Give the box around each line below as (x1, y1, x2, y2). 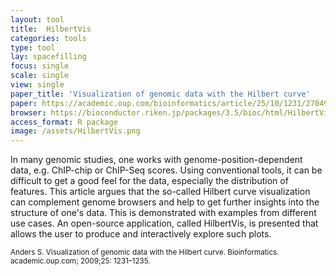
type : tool (10, 42, 56, 53)
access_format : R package (10, 117, 118, 127)
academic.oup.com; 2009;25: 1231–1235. (10, 256, 151, 266)
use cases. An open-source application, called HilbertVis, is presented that (10, 217, 319, 230)
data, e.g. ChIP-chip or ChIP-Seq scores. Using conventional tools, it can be (10, 164, 323, 176)
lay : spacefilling (10, 52, 87, 62)
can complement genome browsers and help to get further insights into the (10, 196, 320, 208)
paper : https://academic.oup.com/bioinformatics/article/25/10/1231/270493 (10, 98, 333, 108)
